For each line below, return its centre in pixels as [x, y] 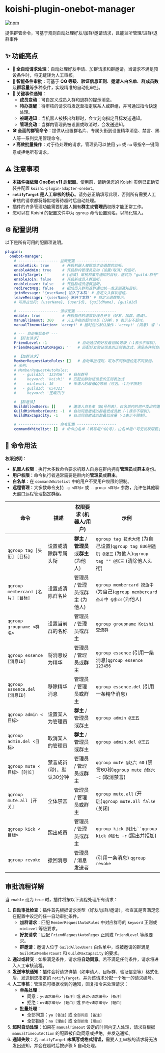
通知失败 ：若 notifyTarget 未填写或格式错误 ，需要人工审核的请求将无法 [85, 1039]
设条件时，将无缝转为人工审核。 [44, 75]
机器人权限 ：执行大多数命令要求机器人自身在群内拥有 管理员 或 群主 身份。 [85, 469]
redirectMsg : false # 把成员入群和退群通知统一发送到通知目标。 [77, 289]
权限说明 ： [16, 458]
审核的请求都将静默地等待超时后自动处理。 [55, 200]
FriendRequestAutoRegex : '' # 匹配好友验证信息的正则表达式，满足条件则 [85, 347]
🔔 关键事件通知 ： [29, 93]
